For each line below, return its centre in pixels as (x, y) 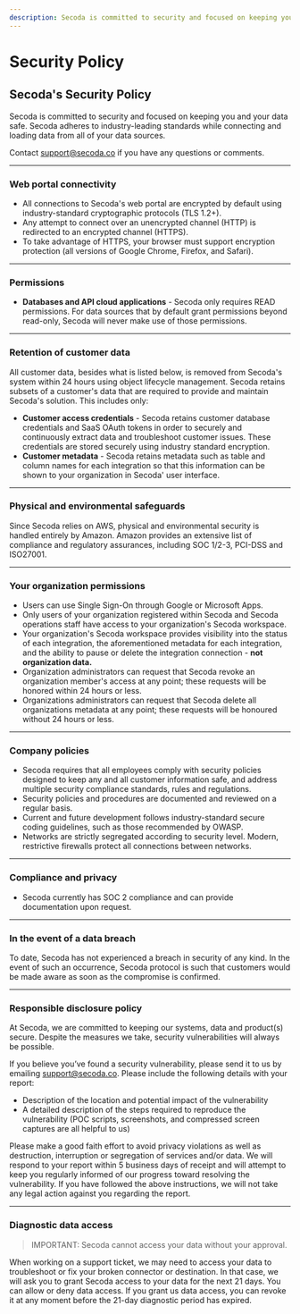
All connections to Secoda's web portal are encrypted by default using (152, 203)
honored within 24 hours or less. (82, 691)
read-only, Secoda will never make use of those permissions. (134, 321)
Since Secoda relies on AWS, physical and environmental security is (134, 526)
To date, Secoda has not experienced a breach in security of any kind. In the (150, 958)
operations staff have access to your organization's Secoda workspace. (154, 624)
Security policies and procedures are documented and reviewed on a (149, 799)
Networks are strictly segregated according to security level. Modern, (150, 837)
